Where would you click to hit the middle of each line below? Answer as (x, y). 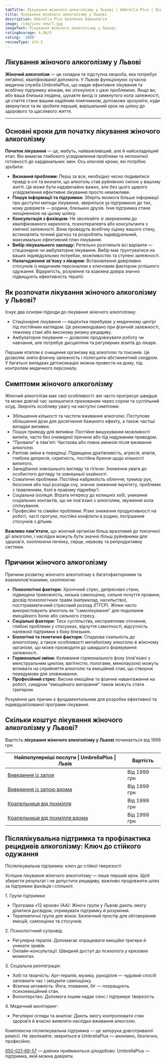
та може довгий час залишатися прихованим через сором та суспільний (82, 401)
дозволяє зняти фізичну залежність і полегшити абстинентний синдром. (82, 357)
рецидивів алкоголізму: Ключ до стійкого (73, 846)
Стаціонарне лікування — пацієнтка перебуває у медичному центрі (84, 322)
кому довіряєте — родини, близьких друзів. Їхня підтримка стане (81, 208)
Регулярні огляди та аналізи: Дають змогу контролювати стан (78, 1016)
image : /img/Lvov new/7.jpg (34, 24)
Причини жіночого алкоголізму (56, 562)
